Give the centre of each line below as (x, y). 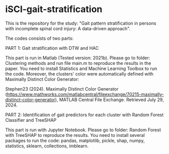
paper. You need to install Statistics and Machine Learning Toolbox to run (81, 68)
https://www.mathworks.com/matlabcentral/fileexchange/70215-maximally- (85, 94)
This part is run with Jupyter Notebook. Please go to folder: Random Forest (83, 130)
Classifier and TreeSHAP (31, 120)
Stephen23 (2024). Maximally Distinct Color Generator (62, 89)
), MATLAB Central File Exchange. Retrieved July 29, (109, 100)
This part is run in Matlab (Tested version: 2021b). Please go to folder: (78, 58)
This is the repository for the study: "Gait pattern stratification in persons (81, 23)
